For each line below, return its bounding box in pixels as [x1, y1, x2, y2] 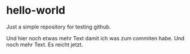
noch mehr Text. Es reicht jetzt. [6, 41, 83, 48]
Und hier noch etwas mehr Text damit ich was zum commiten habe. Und [6, 34, 185, 42]
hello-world [6, 4, 66, 17]
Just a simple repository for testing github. [6, 23, 111, 30]
